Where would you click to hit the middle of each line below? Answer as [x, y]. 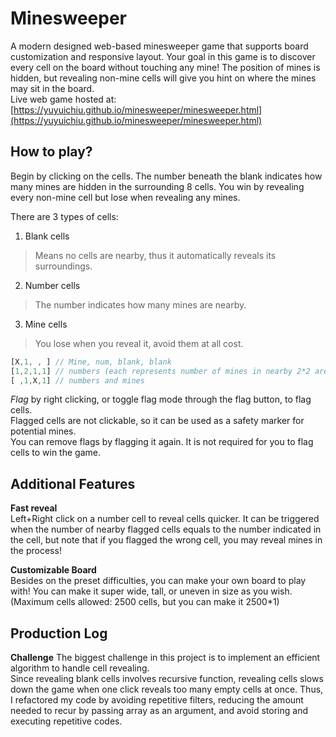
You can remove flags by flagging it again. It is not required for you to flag [162, 442]
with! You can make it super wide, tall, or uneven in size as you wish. [151, 591]
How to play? [51, 152]
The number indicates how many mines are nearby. [140, 304]
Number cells [52, 285]
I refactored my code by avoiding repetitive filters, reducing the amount [157, 700]
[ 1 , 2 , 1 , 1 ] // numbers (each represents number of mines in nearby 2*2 [160, 371]
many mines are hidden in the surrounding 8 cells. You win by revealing [157, 186]
